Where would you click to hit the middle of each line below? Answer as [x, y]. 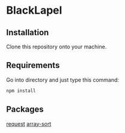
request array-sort [29, 123]
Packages [25, 109]
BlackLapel [34, 10]
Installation [28, 33]
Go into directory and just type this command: [63, 80]
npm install [21, 91]
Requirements [33, 65]
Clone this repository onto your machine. [57, 47]
